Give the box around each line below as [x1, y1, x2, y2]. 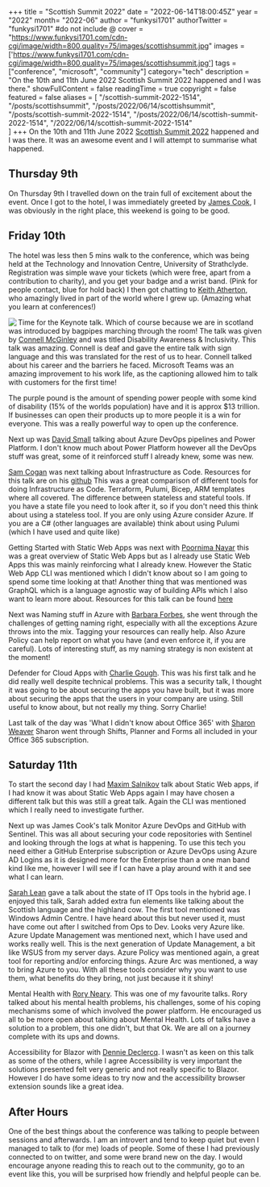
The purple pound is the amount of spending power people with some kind [8, 392, 256, 402]
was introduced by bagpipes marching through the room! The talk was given [8, 326, 262, 335]
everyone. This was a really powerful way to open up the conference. [8, 418, 239, 428]
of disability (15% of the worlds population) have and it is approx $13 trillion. [8, 401, 260, 411]
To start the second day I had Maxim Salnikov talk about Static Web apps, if [8, 779, 260, 789]
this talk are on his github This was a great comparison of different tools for [8, 475, 259, 485]
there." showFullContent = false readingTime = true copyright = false [8, 84, 237, 93]
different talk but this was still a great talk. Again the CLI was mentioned [8, 797, 247, 807]
